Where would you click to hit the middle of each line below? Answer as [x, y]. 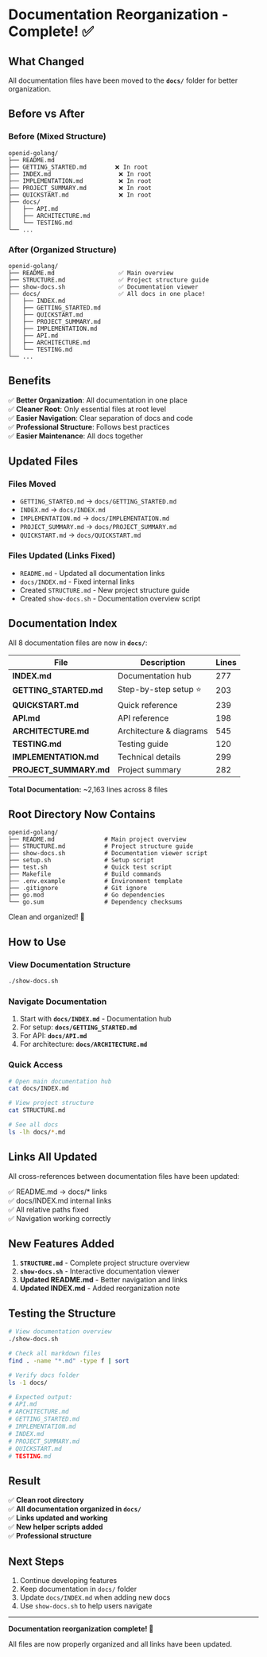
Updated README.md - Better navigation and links [104, 1280]
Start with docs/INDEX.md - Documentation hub [96, 1019]
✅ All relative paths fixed [48, 1209]
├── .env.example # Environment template [95, 881]
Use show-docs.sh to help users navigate [86, 1606]
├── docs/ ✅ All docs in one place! [107, 294]
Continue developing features [68, 1580]
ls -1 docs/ [28, 1383]
